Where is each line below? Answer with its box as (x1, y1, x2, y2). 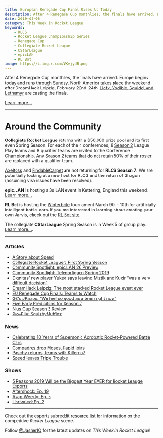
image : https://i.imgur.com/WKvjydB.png (5, 61, 88, 66)
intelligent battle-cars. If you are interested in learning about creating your (5, 207, 153, 213)
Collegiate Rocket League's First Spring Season (12, 260, 108, 265)
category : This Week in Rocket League (5, 20, 83, 26)
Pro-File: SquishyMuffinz (12, 311, 62, 317)
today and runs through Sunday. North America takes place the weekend (5, 80, 151, 86)
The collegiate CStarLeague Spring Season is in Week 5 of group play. (5, 222, 147, 228)
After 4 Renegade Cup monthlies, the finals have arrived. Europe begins (5, 75, 149, 81)
